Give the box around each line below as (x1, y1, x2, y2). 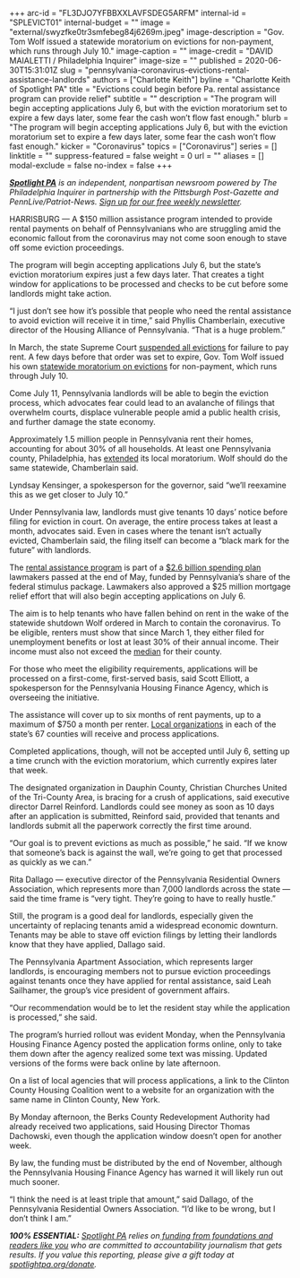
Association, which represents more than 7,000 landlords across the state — (9, 884, 291, 894)
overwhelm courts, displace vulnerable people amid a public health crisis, (9, 407, 281, 418)
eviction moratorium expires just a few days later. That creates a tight (9, 269, 264, 280)
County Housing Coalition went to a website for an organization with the (9, 1084, 275, 1095)
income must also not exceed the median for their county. (9, 646, 222, 657)
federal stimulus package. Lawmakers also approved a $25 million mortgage (9, 582, 291, 592)
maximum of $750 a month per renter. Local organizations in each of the (9, 719, 277, 730)
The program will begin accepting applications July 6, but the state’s (9, 260, 261, 270)
